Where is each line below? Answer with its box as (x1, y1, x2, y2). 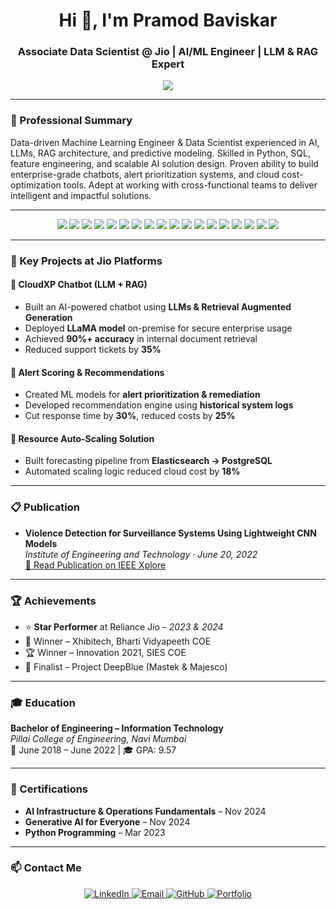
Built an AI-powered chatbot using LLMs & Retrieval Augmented (24, 300, 292, 313)
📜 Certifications (10, 782, 89, 796)
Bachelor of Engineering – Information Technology (10, 722, 224, 734)
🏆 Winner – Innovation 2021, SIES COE (24, 646, 187, 658)
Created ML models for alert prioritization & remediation (24, 389, 261, 401)
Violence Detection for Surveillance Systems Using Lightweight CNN (24, 527, 317, 539)
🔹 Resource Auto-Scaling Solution (10, 432, 155, 444)
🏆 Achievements (10, 594, 97, 608)
